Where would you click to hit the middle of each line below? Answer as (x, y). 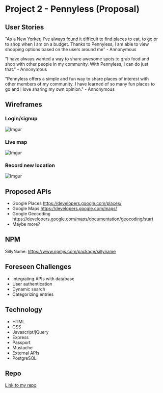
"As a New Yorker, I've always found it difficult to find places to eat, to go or (81, 39)
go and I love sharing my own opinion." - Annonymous (60, 89)
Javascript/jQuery (30, 332)
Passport (21, 342)
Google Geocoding (31, 214)
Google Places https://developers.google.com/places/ (67, 203)
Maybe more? (26, 224)
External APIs (26, 353)
